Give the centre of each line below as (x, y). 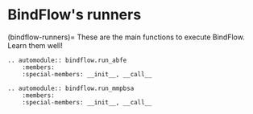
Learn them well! (35, 45)
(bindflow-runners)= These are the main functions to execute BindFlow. (126, 37)
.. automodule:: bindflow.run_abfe (67, 60)
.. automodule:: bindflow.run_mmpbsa (71, 88)
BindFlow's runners (75, 15)
